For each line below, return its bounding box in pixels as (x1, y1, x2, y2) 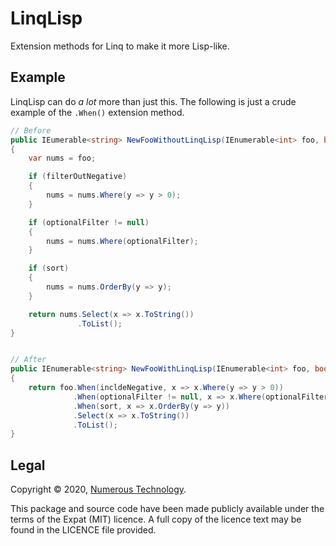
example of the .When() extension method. (10, 106, 185, 118)
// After (10, 355, 47, 365)
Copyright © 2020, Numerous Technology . (10, 483, 187, 496)
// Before (10, 125, 52, 136)
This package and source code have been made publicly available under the (10, 503, 325, 515)
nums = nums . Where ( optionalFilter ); (46, 236, 199, 246)
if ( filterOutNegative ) (28, 172, 128, 182)
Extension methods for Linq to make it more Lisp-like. (10, 40, 230, 52)
